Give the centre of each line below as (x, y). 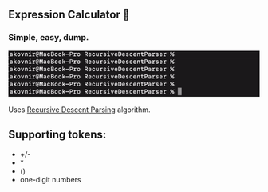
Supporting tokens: (57, 135)
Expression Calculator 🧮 (69, 15)
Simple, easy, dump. (49, 38)
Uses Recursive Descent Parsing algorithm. (79, 110)
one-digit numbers (50, 179)
